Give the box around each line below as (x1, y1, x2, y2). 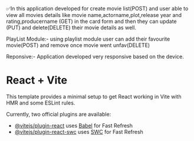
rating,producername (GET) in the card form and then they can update (6, 18, 177, 25)
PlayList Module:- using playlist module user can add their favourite (6, 35, 170, 42)
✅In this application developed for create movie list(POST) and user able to (6, 5, 189, 12)
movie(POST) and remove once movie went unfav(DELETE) (6, 42, 150, 49)
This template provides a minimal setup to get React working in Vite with (6, 93, 182, 100)
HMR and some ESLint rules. (6, 99, 75, 106)
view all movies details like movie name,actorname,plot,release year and (6, 12, 182, 18)
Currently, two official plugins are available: (6, 110, 111, 117)
